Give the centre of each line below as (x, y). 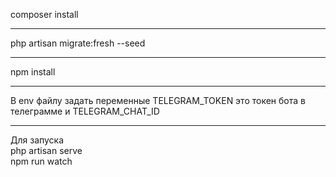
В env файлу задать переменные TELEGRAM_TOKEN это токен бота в (158, 100)
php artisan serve (46, 150)
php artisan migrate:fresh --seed (78, 43)
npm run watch (41, 161)
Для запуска (37, 140)
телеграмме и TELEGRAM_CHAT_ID (85, 111)
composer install (44, 14)
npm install (33, 72)
